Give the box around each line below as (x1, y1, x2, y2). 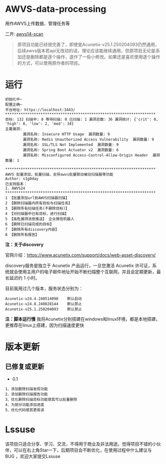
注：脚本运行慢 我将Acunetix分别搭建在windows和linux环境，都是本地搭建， (5, 316, 161, 322)
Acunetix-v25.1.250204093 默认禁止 (5, 307, 83, 312)
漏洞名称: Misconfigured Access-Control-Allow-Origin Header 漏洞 (23, 152, 160, 158)
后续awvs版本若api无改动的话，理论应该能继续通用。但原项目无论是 (17, 47, 156, 53)
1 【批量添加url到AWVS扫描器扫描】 (5, 195, 70, 200)
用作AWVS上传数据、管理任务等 (5, 20, 70, 26)
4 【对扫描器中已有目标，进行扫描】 (5, 211, 69, 216)
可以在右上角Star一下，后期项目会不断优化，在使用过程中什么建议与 (13, 447, 152, 453)
